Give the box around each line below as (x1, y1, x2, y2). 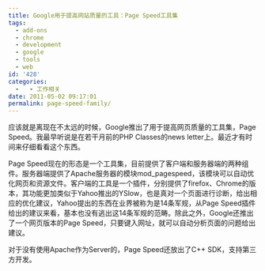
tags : (8, 19, 26, 27)
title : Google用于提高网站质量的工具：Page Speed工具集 (8, 11, 179, 20)
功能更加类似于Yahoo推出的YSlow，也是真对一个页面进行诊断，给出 (28, 189, 251, 198)
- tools (15, 56, 41, 64)
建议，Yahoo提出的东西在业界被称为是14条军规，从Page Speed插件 (35, 198, 256, 208)
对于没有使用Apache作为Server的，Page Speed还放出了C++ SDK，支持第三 (8, 245, 257, 254)
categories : (8, 77, 47, 85)
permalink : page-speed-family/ (8, 100, 112, 107)
